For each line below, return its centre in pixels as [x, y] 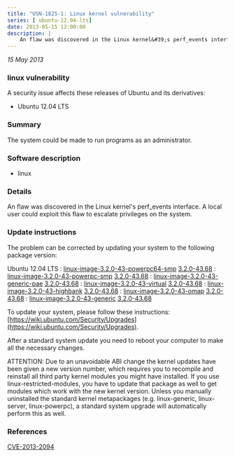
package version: [32, 255]
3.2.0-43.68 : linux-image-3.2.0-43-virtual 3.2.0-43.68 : [125, 283]
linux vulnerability [38, 78]
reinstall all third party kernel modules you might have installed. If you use [113, 376]
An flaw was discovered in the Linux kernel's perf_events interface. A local [115, 206]
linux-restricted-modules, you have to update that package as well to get [112, 384]
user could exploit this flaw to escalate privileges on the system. [100, 214]
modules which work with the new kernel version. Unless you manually [109, 391]
